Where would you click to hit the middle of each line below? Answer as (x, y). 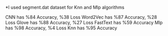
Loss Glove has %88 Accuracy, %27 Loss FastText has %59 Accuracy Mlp (84, 23)
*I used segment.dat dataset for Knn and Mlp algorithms (65, 7)
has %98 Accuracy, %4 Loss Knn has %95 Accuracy (61, 28)
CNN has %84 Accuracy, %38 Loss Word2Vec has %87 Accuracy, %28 (81, 17)
